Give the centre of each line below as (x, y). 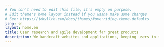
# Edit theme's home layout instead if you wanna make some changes (76, 14)
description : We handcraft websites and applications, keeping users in (81, 37)
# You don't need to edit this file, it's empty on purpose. (69, 10)
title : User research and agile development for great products (72, 32)
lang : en (14, 23)
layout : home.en (21, 28)
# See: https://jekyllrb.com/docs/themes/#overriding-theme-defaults (77, 19)
